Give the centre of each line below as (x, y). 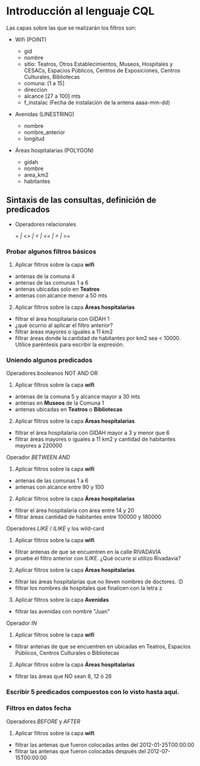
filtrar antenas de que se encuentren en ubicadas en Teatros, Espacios (103, 647)
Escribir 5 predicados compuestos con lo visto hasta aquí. (93, 692)
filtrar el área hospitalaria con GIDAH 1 (62, 319)
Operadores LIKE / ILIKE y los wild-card (55, 528)
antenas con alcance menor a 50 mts (61, 296)
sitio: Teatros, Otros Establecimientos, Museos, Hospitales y (98, 64)
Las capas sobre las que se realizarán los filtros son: (71, 28)
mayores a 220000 (39, 446)
